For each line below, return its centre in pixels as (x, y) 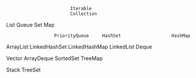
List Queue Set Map (30, 25)
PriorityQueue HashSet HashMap (122, 36)
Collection (83, 14)
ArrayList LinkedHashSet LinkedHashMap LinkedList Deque (79, 47)
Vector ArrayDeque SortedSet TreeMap (55, 58)
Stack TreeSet (24, 70)
